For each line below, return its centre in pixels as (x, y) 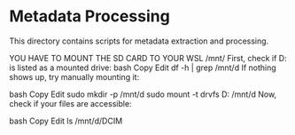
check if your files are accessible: (70, 103)
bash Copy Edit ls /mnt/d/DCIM (66, 121)
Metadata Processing (89, 16)
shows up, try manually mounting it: (74, 76)
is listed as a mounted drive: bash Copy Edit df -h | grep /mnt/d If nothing (143, 67)
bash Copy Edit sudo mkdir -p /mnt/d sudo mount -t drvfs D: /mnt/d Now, (143, 94)
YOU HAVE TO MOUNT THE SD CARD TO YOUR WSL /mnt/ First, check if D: (148, 58)
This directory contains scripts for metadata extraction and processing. (139, 41)
